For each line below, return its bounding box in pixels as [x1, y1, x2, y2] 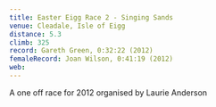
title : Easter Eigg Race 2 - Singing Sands [9, 12, 174, 22]
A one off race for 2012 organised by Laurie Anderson [9, 86, 208, 98]
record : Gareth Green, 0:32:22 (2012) [9, 46, 154, 55]
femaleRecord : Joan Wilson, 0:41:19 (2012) [9, 54, 174, 63]
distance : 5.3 [9, 29, 62, 38]
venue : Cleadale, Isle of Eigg [9, 21, 126, 30]
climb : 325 [9, 37, 50, 47]
